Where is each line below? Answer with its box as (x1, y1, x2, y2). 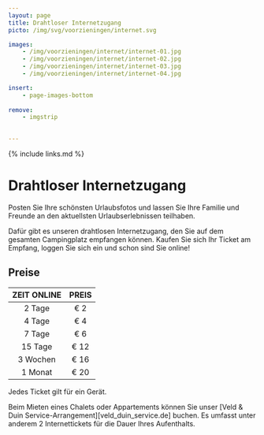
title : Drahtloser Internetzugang (8, 19, 122, 27)
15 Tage (20, 340, 53, 351)
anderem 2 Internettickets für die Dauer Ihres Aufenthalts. (8, 418, 195, 428)
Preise (8, 266, 41, 280)
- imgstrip (22, 113, 58, 121)
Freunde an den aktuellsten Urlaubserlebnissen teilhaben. (8, 210, 195, 221)
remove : (8, 106, 34, 114)
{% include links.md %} (8, 149, 85, 158)
